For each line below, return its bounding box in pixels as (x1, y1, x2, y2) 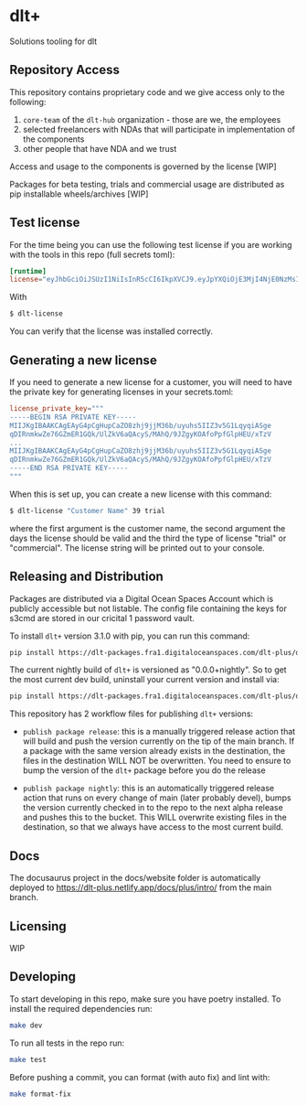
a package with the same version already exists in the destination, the (22, 746, 286, 757)
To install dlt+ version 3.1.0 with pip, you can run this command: (9, 630, 250, 641)
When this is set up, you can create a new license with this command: (9, 489, 272, 499)
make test (9, 1055, 48, 1064)
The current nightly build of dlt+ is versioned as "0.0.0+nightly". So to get (9, 664, 287, 675)
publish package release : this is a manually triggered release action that (22, 726, 296, 737)
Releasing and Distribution (9, 569, 164, 585)
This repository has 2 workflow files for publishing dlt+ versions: (9, 708, 254, 719)
